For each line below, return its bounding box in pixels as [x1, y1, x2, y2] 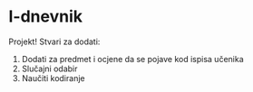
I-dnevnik [8, 6, 83, 27]
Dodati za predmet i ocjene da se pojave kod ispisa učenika [21, 53, 244, 64]
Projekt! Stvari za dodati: [8, 36, 101, 47]
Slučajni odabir [21, 63, 78, 74]
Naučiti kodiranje [21, 72, 85, 83]
